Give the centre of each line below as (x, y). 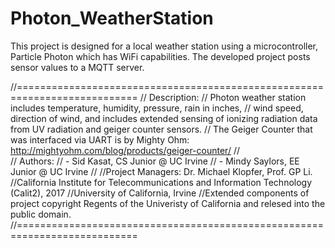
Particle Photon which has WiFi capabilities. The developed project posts (160, 56)
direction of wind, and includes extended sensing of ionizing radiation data (164, 118)
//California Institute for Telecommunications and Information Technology (161, 182)
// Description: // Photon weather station (223, 97)
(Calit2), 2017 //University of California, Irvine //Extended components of (160, 193)
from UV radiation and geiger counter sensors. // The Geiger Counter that (161, 129)
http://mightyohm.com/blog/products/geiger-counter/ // (125, 150)
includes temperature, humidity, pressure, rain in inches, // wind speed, (157, 108)
